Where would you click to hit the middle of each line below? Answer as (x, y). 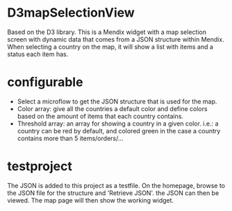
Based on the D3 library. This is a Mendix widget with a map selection (107, 32)
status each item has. (38, 54)
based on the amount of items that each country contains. (100, 116)
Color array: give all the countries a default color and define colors (112, 108)
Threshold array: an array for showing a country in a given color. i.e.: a (118, 124)
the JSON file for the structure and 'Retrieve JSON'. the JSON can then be (113, 193)
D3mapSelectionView (71, 13)
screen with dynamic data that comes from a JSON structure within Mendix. (116, 39)
